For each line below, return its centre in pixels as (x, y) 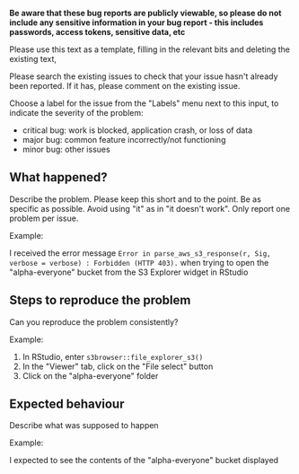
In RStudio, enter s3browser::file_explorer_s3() (113, 356)
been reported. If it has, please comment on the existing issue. (125, 86)
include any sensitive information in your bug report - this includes (136, 22)
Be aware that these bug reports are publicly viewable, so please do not (145, 13)
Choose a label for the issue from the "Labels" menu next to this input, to (144, 103)
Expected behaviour (67, 404)
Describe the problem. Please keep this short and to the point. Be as (136, 199)
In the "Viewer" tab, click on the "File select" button (118, 366)
